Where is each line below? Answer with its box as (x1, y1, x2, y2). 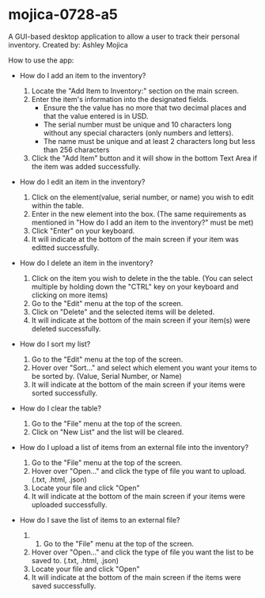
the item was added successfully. (31, 161, 141, 171)
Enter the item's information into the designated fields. (31, 94, 209, 104)
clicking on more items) (31, 290, 108, 300)
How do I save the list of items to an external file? (19, 515, 180, 524)
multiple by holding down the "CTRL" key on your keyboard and (31, 282, 239, 291)
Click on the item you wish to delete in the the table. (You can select (31, 273, 253, 282)
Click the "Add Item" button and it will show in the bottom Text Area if (31, 153, 258, 163)
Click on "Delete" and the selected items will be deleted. (31, 307, 215, 316)
